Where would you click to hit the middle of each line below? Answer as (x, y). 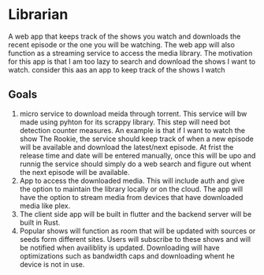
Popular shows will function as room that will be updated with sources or (138, 231)
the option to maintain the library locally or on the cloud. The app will (131, 189)
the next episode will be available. (74, 172)
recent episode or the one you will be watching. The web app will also (121, 44)
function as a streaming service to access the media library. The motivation (130, 53)
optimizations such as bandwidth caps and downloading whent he (127, 256)
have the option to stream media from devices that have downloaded (131, 197)
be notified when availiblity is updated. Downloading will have (119, 247)
